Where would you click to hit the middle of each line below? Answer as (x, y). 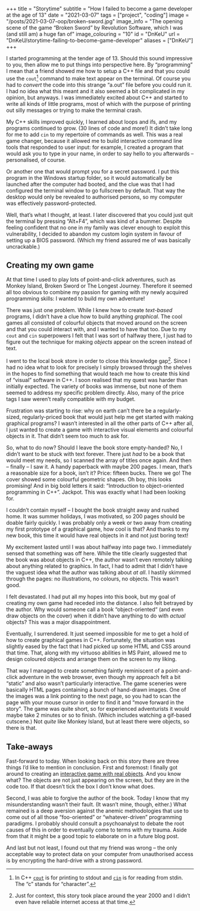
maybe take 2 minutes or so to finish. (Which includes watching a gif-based (99, 715)
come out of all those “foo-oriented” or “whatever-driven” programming (94, 817)
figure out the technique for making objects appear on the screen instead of (99, 342)
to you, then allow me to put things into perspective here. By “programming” (99, 65)
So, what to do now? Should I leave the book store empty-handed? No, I (94, 448)
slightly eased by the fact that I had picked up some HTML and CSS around (99, 646)
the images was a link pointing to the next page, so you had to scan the (93, 696)
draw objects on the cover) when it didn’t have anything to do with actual (96, 616)
